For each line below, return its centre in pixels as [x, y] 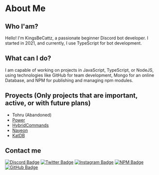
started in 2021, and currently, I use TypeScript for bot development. [73, 43]
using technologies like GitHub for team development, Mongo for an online [80, 75]
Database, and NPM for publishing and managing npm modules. [69, 80]
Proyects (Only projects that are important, [71, 96]
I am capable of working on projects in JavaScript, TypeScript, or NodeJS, [79, 70]
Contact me [23, 151]
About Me [25, 8]
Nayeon [20, 130]
